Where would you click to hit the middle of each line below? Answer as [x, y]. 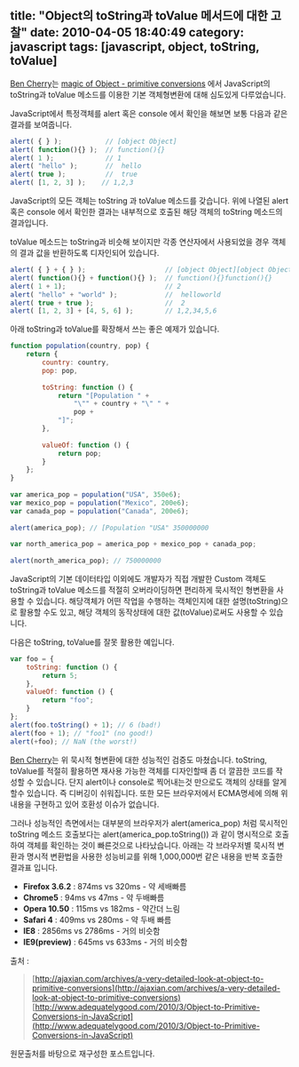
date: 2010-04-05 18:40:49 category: [137, 32]
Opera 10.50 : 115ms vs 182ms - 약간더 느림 [102, 908]
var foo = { [32, 659]
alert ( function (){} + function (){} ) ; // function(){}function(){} [142, 278]
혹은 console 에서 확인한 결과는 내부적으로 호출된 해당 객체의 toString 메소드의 [146, 212]
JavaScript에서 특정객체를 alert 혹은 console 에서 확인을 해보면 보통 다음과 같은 [149, 113]
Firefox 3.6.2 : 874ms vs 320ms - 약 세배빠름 [105, 886]
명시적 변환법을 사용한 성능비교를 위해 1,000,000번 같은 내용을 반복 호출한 [154, 856]
